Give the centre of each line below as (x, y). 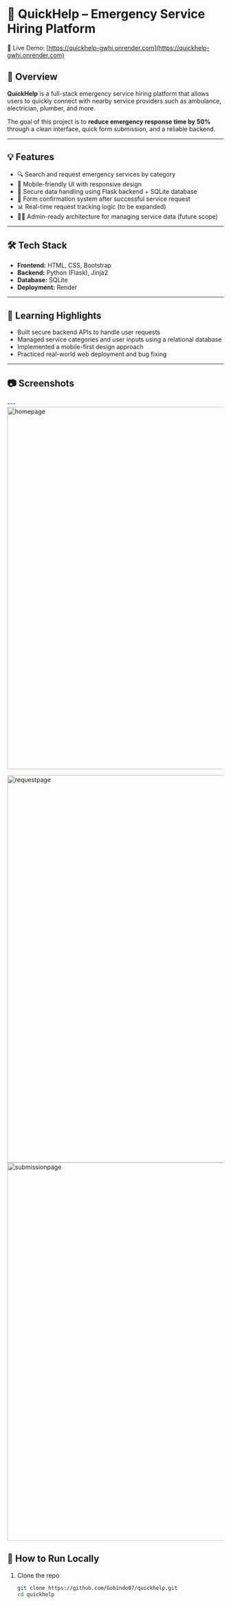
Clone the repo (38, 1575)
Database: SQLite (42, 280)
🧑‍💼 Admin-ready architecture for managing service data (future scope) (118, 216)
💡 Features (31, 157)
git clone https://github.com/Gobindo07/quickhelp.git (97, 1588)
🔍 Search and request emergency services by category (96, 174)
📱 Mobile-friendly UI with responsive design (79, 184)
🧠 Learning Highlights (54, 316)
